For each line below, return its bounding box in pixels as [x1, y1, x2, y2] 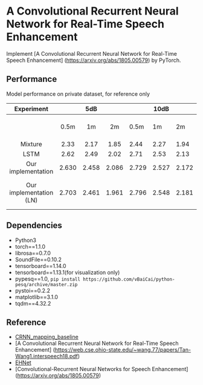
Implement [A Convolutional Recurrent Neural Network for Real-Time [6, 50, 177, 57]
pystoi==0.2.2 [14, 287, 50, 294]
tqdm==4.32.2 [14, 300, 51, 307]
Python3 [14, 236, 36, 244]
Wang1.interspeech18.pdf [14, 353, 79, 360]
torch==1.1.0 [14, 243, 46, 250]
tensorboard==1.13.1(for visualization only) [14, 269, 120, 276]
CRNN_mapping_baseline [14, 333, 79, 341]
